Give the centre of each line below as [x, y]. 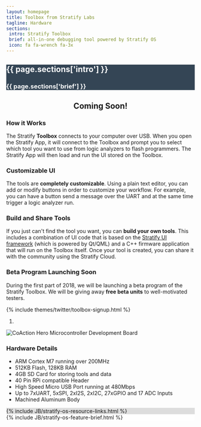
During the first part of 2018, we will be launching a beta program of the [95, 285]
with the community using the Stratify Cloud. [61, 257]
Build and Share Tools [38, 218]
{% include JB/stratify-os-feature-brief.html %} [65, 417]
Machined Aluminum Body [47, 399]
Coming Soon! [100, 106]
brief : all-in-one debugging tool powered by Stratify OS [83, 40]
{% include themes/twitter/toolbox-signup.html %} [68, 310]
